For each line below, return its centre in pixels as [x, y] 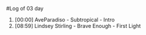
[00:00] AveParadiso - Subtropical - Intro [65, 20]
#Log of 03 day [25, 8]
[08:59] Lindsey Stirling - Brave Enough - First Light [77, 26]
